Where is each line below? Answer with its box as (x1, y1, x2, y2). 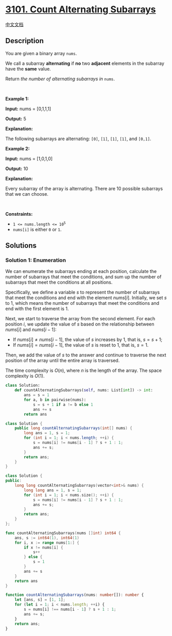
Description (5, 37, 44, 45)
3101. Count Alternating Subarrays (5, 4, 156, 15)
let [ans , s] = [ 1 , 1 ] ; (14, 597, 66, 603)
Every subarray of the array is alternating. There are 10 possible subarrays (5, 185, 163, 192)
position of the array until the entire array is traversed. (5, 357, 120, 364)
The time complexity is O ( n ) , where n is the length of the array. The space (5, 367, 162, 374)
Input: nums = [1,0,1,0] (5, 156, 53, 162)
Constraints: (5, 211, 33, 217)
